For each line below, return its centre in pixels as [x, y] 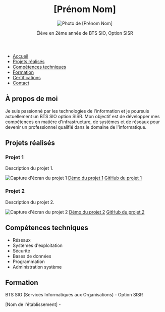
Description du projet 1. [30, 168]
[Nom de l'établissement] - [33, 304]
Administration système [37, 267]
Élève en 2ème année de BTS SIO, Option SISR [85, 33]
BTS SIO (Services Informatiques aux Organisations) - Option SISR [74, 295]
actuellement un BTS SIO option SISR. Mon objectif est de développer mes [82, 116]
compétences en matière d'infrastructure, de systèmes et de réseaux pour [82, 122]
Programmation [29, 262]
